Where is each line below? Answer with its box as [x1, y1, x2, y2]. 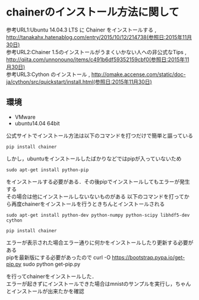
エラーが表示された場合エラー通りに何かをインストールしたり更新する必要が [6, 239, 194, 246]
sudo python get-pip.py [23, 260, 81, 267]
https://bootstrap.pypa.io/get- [112, 254, 185, 261]
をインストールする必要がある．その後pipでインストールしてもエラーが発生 [6, 178, 190, 185]
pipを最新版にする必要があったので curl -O [6, 254, 111, 261]
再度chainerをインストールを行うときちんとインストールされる [11, 200, 165, 207]
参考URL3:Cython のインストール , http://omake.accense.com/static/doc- [6, 71, 186, 78]
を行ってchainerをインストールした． [6, 273, 97, 280]
